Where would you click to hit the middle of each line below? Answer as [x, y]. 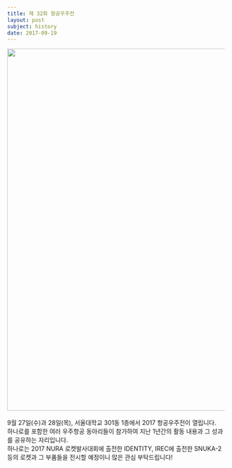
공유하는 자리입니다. [41, 440]
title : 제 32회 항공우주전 [41, 13]
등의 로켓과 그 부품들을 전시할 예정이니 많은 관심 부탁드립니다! [90, 458]
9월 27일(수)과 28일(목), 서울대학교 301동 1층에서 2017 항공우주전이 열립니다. [112, 423]
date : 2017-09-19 [32, 33]
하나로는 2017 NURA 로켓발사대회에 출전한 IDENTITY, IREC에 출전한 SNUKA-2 [115, 449]
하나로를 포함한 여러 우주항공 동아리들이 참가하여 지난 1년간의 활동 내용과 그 [109, 431]
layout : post [26, 20]
